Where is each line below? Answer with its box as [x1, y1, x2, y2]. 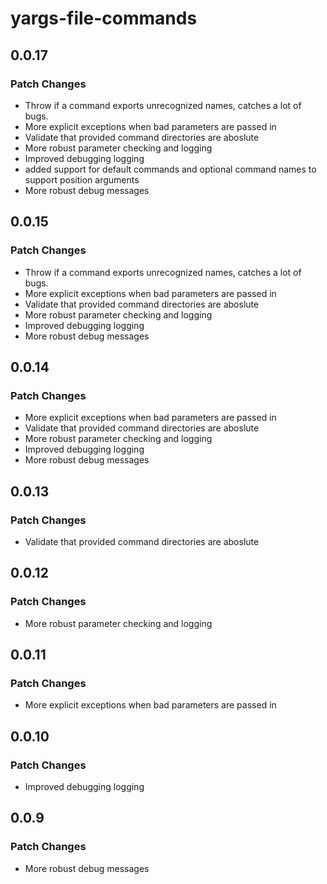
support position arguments [24, 173, 140, 186]
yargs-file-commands [10, 7, 198, 30]
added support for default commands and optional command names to [24, 163, 317, 175]
